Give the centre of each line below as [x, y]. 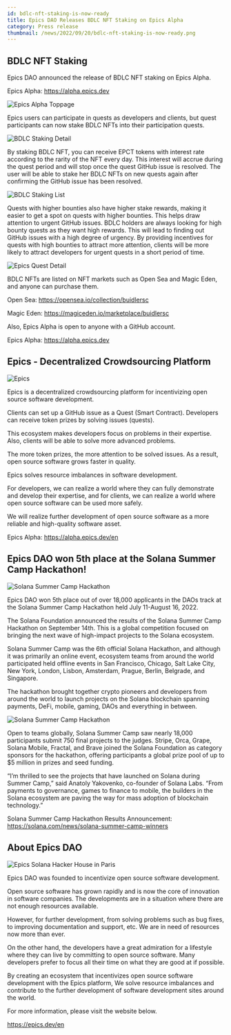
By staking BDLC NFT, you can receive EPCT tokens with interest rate [106, 152]
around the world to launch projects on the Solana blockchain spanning [108, 699]
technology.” [25, 805]
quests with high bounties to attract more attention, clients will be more [108, 245]
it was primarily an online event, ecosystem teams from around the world [111, 656]
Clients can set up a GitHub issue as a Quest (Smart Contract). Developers [113, 412]
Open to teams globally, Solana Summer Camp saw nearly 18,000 [100, 733]
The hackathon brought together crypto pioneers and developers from [107, 691]
